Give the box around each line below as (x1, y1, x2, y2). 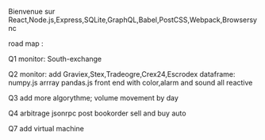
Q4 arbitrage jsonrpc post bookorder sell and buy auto (8, 108, 186, 118)
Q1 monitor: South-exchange (8, 55, 102, 63)
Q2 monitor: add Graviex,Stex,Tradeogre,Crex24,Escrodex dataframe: (8, 70, 236, 78)
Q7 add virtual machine (8, 124, 85, 133)
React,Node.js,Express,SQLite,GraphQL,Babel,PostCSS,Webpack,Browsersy (8, 15, 258, 25)
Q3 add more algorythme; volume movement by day (8, 93, 179, 102)
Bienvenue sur (8, 7, 56, 16)
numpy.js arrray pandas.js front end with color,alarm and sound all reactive (8, 78, 253, 87)
